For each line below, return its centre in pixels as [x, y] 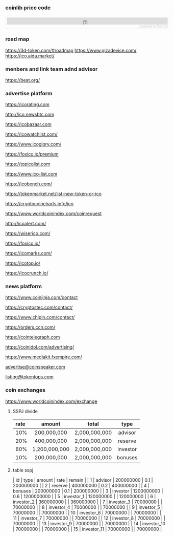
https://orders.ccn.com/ [30, 327]
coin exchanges [26, 390]
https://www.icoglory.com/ [33, 144]
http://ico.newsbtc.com [30, 115]
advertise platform [29, 93]
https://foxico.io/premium [32, 154]
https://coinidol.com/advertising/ [40, 347]
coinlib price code [28, 8]
